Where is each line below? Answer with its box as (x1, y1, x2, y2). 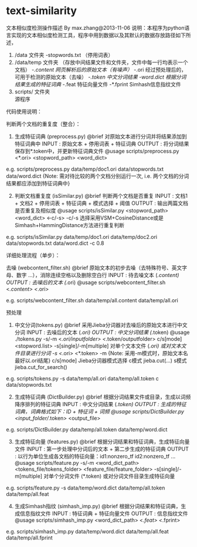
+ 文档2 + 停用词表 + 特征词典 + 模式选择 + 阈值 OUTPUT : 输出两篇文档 (14, 200, 189, 207)
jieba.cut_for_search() (14, 363, 67, 370)
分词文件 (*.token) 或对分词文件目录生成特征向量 (59, 472, 175, 480)
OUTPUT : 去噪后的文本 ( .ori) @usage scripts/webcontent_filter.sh (6, 279, 166, 286)
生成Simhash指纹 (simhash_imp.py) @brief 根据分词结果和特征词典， (14, 502, 181, 509)
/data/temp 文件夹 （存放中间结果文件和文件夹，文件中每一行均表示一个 (14, 59, 189, 66)
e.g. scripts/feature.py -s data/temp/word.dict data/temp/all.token (6, 484, 165, 491)
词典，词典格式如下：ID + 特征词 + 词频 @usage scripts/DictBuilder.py (14, 408, 185, 415)
